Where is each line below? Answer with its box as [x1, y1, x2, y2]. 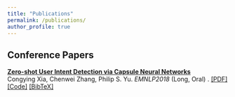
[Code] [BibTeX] [7, 82, 54, 91]
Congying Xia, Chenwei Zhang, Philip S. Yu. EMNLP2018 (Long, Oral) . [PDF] [7, 75, 228, 84]
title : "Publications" [7, 10, 74, 17]
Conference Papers [7, 49, 94, 61]
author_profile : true [7, 23, 71, 30]
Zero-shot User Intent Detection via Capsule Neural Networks [7, 68, 191, 76]
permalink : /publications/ [7, 17, 86, 24]
